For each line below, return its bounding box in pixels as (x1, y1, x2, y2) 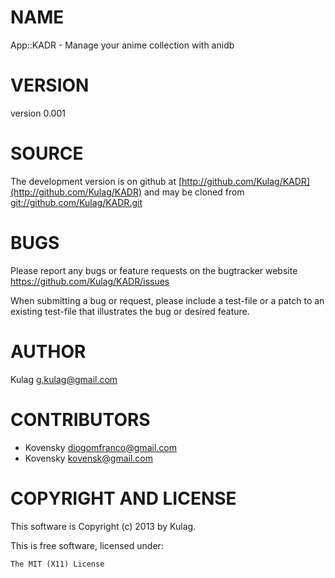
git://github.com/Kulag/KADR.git (10, 196, 143, 208)
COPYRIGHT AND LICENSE (10, 487, 237, 510)
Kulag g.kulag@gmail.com (10, 373, 118, 385)
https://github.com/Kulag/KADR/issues (10, 275, 170, 287)
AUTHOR (10, 340, 87, 363)
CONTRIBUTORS (10, 408, 151, 431)
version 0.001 (10, 107, 66, 119)
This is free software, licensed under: (10, 539, 164, 551)
